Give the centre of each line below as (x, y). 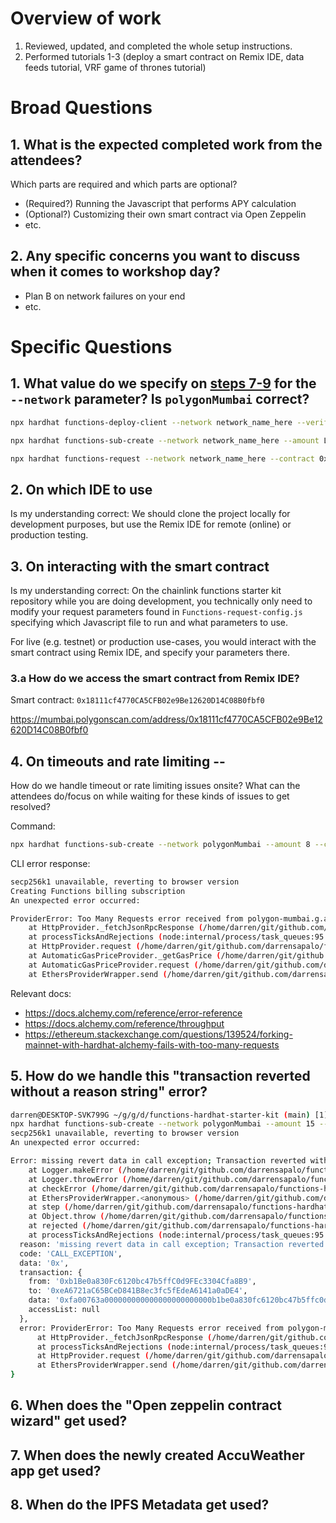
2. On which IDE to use (81, 489)
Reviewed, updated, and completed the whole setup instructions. (158, 46)
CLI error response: (50, 863)
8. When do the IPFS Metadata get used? (140, 1505)
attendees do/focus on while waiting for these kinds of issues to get (150, 796)
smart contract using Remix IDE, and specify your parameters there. (150, 652)
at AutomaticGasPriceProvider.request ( (113, 965)
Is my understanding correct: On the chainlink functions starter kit (146, 590)
